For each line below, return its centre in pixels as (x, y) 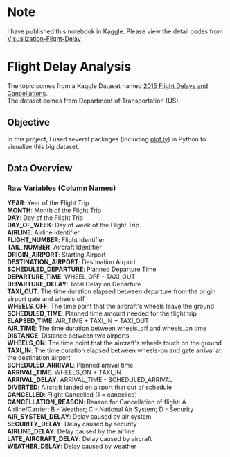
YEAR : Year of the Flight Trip (48, 203)
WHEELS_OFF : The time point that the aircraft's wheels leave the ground (111, 307)
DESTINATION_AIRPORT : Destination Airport (72, 262)
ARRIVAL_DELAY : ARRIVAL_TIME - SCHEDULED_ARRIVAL (90, 380)
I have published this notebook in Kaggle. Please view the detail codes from (115, 31)
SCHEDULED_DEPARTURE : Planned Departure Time (82, 269)
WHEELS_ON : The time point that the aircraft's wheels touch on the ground (114, 343)
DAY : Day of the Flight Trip (45, 218)
